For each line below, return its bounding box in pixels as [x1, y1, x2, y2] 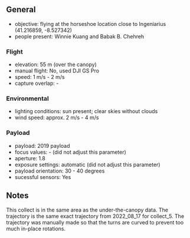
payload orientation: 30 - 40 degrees [14, 167, 105, 174]
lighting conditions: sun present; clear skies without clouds [14, 108, 158, 115]
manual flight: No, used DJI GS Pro [14, 67, 99, 74]
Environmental [6, 94, 49, 103]
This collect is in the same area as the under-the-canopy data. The [6, 206, 168, 213]
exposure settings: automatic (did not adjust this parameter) [14, 161, 160, 168]
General [6, 5, 37, 15]
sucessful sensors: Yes [14, 173, 71, 180]
